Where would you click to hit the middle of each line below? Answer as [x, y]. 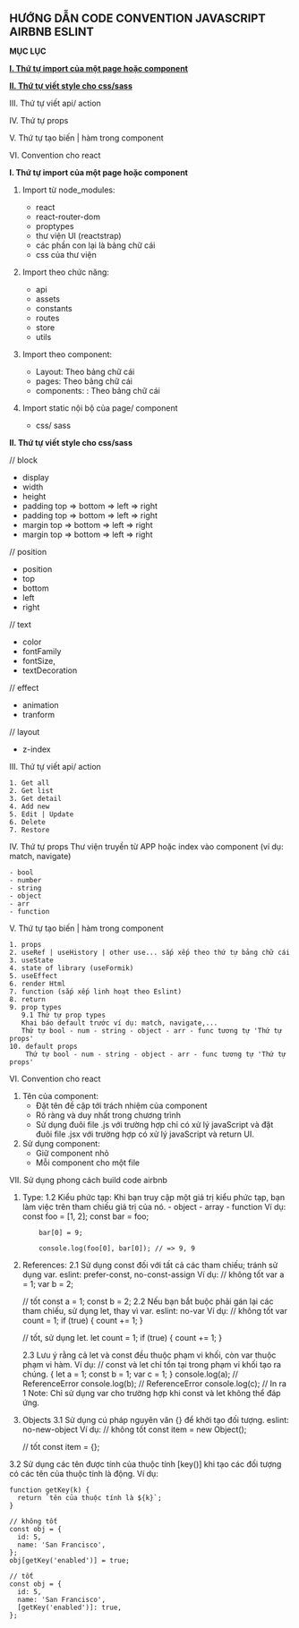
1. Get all [30, 783]
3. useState [31, 960]
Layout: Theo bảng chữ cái [85, 371]
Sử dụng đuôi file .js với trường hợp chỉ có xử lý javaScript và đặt [154, 1125]
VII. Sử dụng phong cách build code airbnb [89, 1180]
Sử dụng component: [61, 1143]
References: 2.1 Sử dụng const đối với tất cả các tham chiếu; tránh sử [150, 1265]
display [35, 477]
